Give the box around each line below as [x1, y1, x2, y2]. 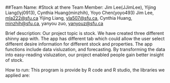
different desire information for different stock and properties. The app [5, 41, 153, 47]
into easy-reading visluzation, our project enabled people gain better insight [5, 52, 164, 58]
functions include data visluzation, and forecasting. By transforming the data [5, 47, 165, 52]
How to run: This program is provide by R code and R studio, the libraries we [5, 67, 165, 73]
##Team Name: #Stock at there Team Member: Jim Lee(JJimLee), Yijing [5, 5, 156, 10]
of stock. [5, 57, 24, 63]
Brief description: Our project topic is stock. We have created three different [5, 30, 164, 36]
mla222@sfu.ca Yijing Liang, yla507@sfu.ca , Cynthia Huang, [5, 15, 132, 21]
